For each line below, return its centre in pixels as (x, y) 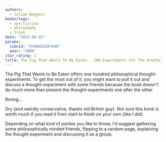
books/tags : (17, 19)
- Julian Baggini (27, 14)
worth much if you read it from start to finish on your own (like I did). (75, 114)
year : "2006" (23, 51)
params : (13, 42)
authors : (14, 10)
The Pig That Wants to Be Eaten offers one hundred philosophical (72, 74)
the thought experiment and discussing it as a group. (59, 134)
